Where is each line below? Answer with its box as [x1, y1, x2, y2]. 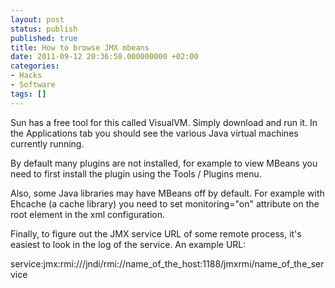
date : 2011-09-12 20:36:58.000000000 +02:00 [10, 52, 199, 62]
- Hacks [10, 71, 43, 81]
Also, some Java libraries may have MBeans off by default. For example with [10, 187, 325, 199]
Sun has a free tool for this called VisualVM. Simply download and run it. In [10, 116, 318, 128]
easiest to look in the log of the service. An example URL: [10, 238, 247, 250]
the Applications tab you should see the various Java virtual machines [10, 127, 299, 139]
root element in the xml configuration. [10, 208, 165, 220]
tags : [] [10, 89, 47, 99]
